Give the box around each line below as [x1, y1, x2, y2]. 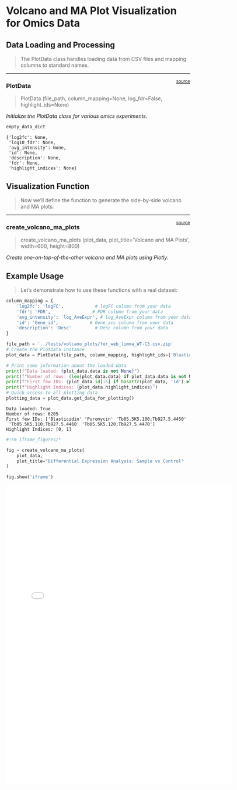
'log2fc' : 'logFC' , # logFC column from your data [16, 303, 171, 309]
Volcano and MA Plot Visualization [6, 4, 177, 18]
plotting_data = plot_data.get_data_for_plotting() [6, 396, 134, 401]
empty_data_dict [6, 124, 46, 130]
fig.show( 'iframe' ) [6, 474, 54, 480]
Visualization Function [6, 181, 89, 191]
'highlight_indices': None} [8, 165, 77, 171]
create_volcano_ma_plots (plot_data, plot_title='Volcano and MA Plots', [20, 236, 190, 244]
